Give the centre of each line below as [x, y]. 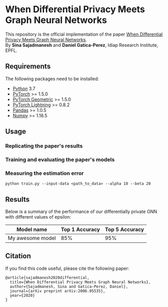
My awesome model [32, 238]
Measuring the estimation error [45, 173]
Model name [32, 230]
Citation [18, 256]
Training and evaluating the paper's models [60, 160]
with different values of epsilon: [38, 217]
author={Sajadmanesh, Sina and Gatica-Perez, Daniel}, [69, 286]
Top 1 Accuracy [80, 230]
